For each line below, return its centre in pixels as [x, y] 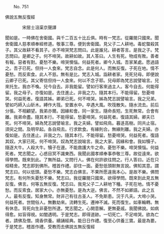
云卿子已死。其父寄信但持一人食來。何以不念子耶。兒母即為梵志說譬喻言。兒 [82, 80]
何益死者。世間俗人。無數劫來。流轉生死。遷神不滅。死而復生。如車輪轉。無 [82, 202]
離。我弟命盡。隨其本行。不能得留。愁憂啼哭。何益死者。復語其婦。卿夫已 [80, 117]
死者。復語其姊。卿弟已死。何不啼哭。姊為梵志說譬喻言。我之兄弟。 [90, 99]
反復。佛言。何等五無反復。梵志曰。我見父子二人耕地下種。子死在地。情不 [80, 184]
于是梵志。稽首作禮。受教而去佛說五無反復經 [50, 227]
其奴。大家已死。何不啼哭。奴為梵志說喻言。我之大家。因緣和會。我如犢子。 [82, 141]
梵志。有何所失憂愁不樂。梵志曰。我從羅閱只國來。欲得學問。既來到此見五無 [82, 178]
